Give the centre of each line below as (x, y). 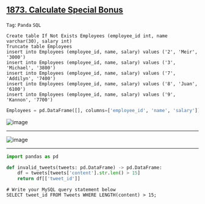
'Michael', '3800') (31, 68)
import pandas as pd (33, 157)
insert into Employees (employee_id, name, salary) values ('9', (91, 94)
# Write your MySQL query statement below (61, 190)
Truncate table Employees (39, 46)
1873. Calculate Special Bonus (65, 10)
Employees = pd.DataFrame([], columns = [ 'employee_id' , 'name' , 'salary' (101, 110)
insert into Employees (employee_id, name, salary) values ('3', (91, 62)
